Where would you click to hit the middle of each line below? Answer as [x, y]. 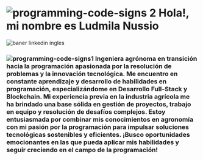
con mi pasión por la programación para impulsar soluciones [98, 127]
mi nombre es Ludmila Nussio [83, 26]
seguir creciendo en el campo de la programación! [82, 150]
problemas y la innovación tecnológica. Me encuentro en [92, 74]
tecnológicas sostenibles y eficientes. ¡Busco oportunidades [98, 134]
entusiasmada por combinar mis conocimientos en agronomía [100, 119]
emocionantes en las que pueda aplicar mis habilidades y [93, 142]
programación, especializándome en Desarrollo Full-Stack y [97, 89]
